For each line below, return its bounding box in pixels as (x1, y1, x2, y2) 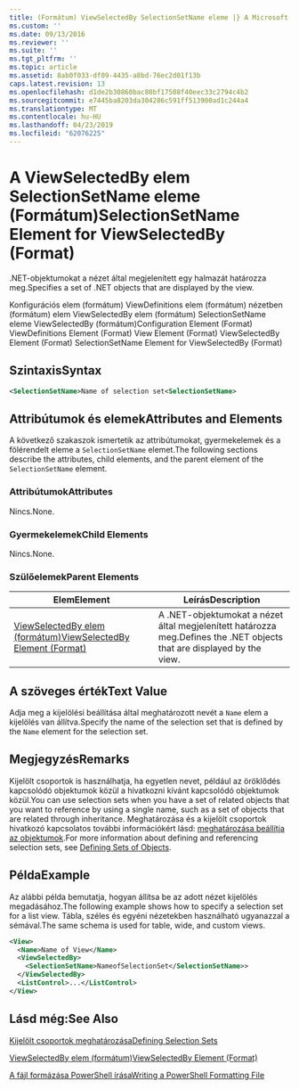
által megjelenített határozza (158, 620, 278, 633)
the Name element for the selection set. (9, 726, 149, 737)
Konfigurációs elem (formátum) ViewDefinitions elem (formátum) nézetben (9, 299, 283, 310)
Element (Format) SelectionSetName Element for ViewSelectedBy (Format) (9, 337, 283, 348)
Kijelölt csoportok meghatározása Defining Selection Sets (9, 1035, 218, 1045)
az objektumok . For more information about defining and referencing (9, 832, 258, 843)
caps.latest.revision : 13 (9, 79, 105, 88)
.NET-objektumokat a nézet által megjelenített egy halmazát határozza (9, 273, 267, 283)
